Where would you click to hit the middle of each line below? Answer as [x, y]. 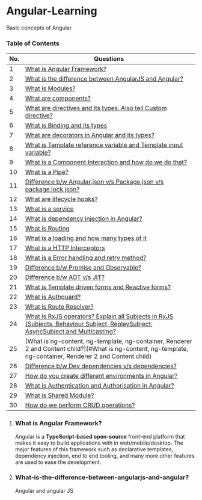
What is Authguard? [53, 297]
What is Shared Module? [60, 395]
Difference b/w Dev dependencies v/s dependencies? [101, 366]
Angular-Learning [52, 11]
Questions [109, 59]
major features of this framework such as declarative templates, [94, 449]
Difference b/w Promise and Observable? [83, 268]
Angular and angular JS [44, 490]
